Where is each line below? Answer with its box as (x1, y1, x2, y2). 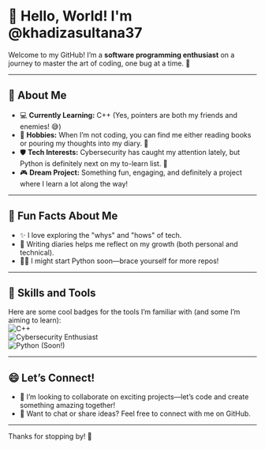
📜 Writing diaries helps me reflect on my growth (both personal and (19, 239, 238, 248)
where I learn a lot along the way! (19, 179, 129, 188)
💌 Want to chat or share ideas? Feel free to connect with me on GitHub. (19, 409, 251, 418)
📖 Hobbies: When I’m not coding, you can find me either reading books (19, 130, 252, 139)
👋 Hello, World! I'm (8, 7, 132, 25)
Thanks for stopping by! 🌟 (8, 432, 92, 441)
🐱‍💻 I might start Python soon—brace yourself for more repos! (19, 256, 219, 266)
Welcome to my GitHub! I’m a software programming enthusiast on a (8, 50, 235, 59)
